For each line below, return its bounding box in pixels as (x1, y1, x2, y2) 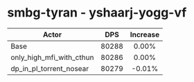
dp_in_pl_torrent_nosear (10, 63, 89, 73)
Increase (130, 30, 160, 39)
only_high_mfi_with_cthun (10, 52, 94, 62)
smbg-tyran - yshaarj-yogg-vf (7, 5, 187, 21)
